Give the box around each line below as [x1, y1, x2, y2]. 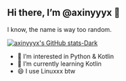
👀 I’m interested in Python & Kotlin [17, 52, 114, 60]
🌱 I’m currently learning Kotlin [17, 60, 102, 68]
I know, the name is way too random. [7, 25, 112, 33]
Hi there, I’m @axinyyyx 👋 [7, 7, 120, 19]
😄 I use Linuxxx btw [17, 66, 76, 75]
